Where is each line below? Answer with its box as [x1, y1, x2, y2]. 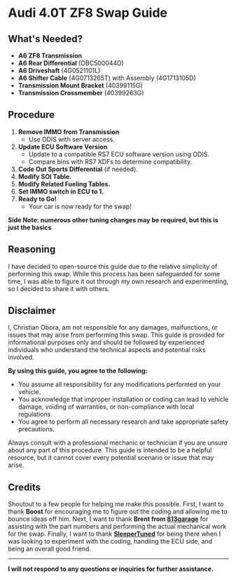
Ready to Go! [18, 194, 57, 203]
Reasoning [8, 243, 56, 255]
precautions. [18, 425, 55, 433]
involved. [8, 353, 34, 362]
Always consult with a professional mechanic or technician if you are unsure [8, 438, 228, 447]
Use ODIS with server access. [28, 135, 115, 143]
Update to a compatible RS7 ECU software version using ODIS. [28, 149, 209, 159]
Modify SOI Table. [18, 172, 72, 180]
